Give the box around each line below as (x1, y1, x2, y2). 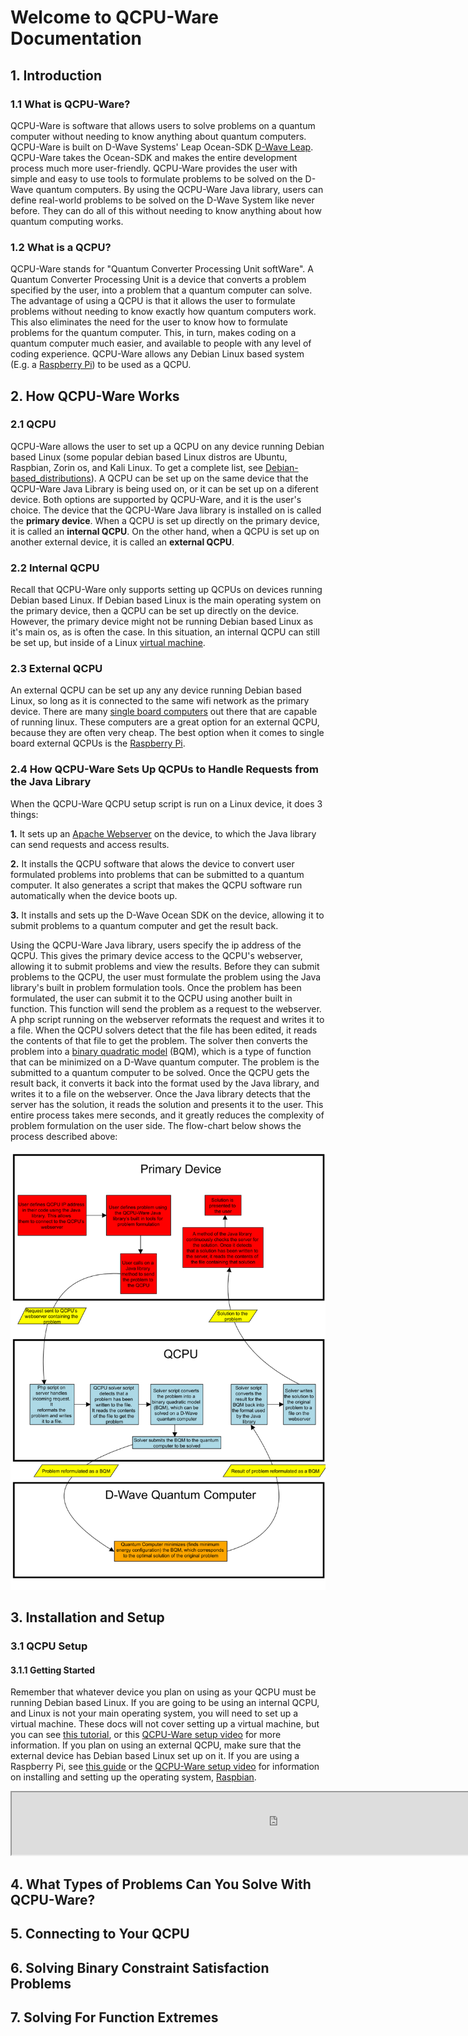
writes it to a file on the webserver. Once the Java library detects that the (10, 1087, 311, 1100)
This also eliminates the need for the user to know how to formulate (10, 316, 289, 328)
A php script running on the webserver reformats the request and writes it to (10, 1013, 325, 1025)
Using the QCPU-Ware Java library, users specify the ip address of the (10, 939, 302, 951)
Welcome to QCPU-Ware (10, 6, 219, 29)
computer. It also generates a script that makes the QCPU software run (10, 879, 303, 891)
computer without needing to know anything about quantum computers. (10, 130, 307, 142)
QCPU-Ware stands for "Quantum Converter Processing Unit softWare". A (10, 263, 314, 275)
